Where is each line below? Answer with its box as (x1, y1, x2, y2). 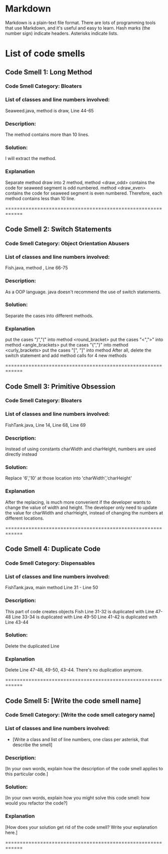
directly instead (5, 451, 38, 457)
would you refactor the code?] (5, 800, 68, 806)
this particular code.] (5, 771, 49, 777)
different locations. (5, 515, 44, 521)
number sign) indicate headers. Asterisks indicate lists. (5, 30, 119, 36)
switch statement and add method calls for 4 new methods (5, 353, 127, 359)
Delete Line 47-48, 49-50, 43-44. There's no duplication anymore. (5, 667, 143, 673)
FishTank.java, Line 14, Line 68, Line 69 (5, 422, 86, 428)
